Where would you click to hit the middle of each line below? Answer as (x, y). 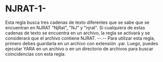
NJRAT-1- (26, 9)
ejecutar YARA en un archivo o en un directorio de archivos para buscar (79, 49)
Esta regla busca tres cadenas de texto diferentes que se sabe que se (77, 22)
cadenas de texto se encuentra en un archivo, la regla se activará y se (78, 33)
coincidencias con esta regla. (36, 54)
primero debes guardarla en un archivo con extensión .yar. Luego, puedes (82, 43)
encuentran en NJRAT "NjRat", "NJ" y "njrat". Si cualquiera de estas (75, 27)
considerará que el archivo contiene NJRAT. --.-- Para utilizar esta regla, (80, 38)
